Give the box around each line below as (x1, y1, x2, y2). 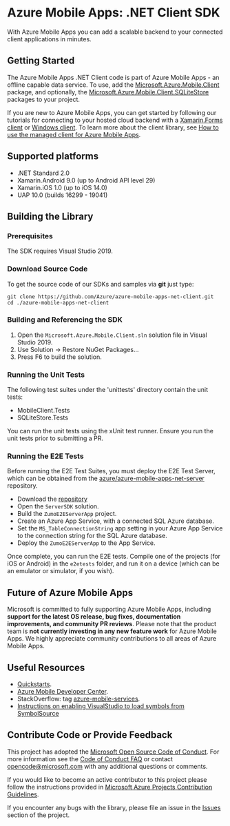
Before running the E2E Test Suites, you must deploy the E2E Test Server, (7, 467, 216, 475)
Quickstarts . (17, 680, 52, 688)
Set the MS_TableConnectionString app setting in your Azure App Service (17, 524, 223, 533)
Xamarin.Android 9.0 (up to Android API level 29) (17, 176, 156, 184)
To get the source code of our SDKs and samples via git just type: (7, 280, 194, 288)
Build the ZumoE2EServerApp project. (17, 510, 117, 518)
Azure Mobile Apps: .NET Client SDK (7, 5, 220, 21)
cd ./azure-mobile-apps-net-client (7, 299, 109, 306)
